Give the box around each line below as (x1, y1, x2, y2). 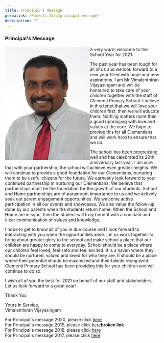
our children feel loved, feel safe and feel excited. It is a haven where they (5, 247, 154, 253)
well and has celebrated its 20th (90, 154, 155, 160)
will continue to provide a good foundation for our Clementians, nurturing (5, 170, 153, 175)
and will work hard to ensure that (90, 134, 157, 140)
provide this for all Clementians (90, 129, 153, 135)
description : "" (5, 18, 38, 23)
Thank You (5, 292, 27, 298)
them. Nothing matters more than (90, 113, 157, 119)
